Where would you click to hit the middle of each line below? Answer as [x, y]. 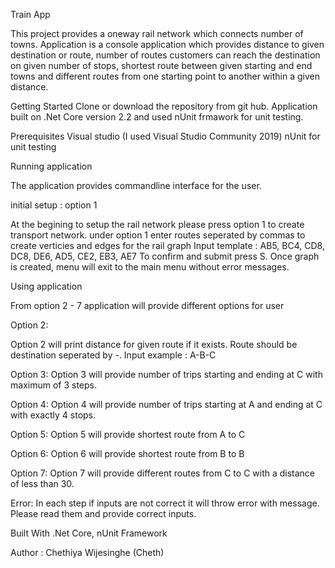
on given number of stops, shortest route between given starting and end [161, 65]
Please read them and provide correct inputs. [103, 513]
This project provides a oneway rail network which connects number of [157, 33]
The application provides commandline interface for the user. [136, 185]
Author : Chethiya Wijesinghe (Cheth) [87, 552]
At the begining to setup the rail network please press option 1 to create [157, 224]
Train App [30, 14]
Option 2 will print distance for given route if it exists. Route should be [154, 344]
